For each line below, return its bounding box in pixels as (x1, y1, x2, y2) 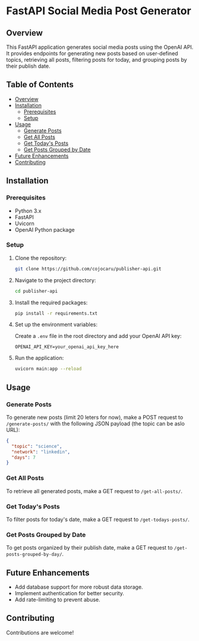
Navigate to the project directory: (14, 276, 96, 283)
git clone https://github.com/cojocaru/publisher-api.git (14, 266, 162, 271)
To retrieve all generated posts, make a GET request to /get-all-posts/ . (6, 487, 183, 494)
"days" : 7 (11, 454, 36, 460)
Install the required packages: (14, 299, 88, 306)
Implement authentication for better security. (14, 590, 125, 597)
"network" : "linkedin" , (11, 449, 70, 455)
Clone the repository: (14, 254, 67, 261)
